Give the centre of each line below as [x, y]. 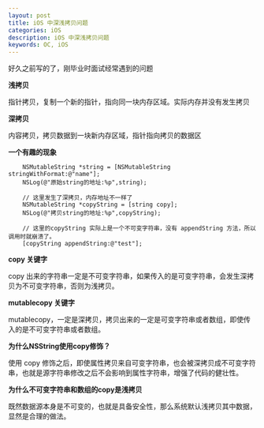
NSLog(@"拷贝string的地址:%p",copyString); [92, 213]
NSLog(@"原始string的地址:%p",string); [85, 182]
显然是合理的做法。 [39, 416]
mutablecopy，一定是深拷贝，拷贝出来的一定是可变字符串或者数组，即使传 [129, 320]
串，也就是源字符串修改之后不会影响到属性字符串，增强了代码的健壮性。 [125, 373]
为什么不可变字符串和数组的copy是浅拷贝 [75, 390]
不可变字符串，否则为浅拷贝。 [70, 286]
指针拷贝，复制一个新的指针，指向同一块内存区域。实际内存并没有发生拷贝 [129, 102]
